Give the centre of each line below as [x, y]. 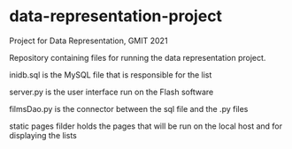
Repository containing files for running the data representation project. [138, 57]
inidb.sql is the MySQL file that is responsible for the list [111, 74]
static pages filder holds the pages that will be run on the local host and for [146, 126]
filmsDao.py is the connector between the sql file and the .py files [129, 108]
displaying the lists [43, 135]
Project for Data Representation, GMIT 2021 [88, 41]
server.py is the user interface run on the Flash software [111, 92]
